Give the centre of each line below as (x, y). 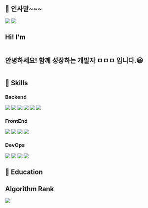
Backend (16, 97)
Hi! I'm (15, 37)
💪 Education (24, 172)
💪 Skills (17, 83)
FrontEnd (17, 121)
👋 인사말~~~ (24, 9)
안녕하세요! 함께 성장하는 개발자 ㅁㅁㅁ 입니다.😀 (74, 61)
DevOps (15, 145)
